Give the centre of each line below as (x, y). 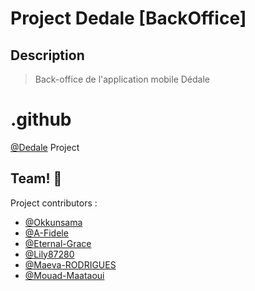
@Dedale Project (45, 147)
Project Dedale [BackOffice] (128, 18)
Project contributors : (54, 203)
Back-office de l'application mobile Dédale (122, 79)
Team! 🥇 (36, 178)
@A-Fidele (46, 233)
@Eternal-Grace (58, 243)
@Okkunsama (53, 222)
